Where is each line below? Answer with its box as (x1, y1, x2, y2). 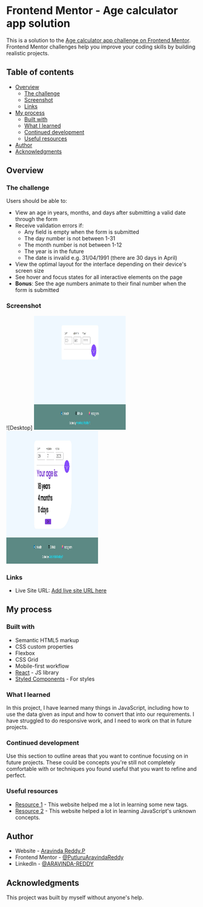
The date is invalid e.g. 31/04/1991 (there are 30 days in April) (24, 254, 178, 262)
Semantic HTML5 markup (15, 636, 79, 644)
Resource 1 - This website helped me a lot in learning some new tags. (15, 801, 189, 808)
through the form (15, 216, 58, 223)
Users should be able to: (6, 197, 68, 205)
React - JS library (15, 668, 59, 676)
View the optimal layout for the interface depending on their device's (15, 260, 187, 268)
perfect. (6, 772, 26, 779)
